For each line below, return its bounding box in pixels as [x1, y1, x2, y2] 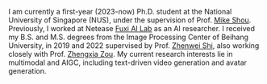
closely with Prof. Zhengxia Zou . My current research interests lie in [8, 50, 233, 58]
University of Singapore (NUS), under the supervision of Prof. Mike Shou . [8, 15, 252, 25]
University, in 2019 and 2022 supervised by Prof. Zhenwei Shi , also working [8, 41, 260, 50]
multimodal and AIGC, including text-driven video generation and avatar [8, 58, 248, 67]
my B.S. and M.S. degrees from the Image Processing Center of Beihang [8, 32, 248, 42]
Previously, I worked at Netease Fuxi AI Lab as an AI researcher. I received [8, 24, 256, 33]
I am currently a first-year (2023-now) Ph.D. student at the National [8, 7, 232, 16]
